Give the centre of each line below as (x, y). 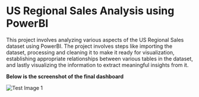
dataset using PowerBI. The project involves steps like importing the (89, 46)
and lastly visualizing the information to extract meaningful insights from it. (97, 65)
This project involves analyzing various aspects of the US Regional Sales (95, 40)
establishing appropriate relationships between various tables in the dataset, (99, 59)
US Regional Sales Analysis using (90, 11)
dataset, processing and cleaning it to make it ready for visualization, (90, 52)
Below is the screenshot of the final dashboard (65, 76)
